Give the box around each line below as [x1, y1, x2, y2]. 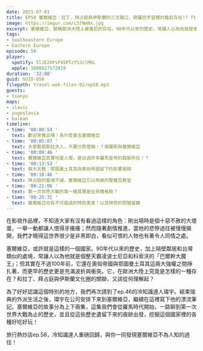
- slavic [6, 104, 28, 111]
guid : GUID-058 [6, 76, 45, 82]
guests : [6, 88, 26, 94]
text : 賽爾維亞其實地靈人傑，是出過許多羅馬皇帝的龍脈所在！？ [11, 155, 150, 161]
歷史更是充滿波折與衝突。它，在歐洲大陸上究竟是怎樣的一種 [43, 268, 192, 275]
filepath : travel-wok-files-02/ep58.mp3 [6, 82, 110, 88]
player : [6, 54, 26, 60]
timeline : [6, 121, 31, 127]
